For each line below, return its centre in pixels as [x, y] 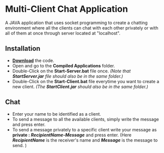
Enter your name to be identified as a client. [57, 114]
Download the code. [33, 61]
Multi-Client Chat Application [67, 9]
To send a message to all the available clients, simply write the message [85, 119]
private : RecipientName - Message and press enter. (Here [72, 135]
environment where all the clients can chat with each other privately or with [82, 28]
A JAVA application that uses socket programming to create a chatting [77, 23]
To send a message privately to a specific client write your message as [84, 129]
